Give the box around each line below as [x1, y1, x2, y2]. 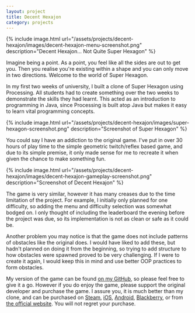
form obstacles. [6, 264, 44, 271]
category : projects [6, 19, 54, 25]
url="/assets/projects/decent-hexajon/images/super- [61, 119, 190, 126]
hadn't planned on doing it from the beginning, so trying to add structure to [6, 245, 187, 252]
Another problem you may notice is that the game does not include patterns [6, 233, 188, 240]
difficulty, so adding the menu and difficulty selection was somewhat [6, 203, 172, 210]
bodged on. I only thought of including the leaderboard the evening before [6, 209, 185, 216]
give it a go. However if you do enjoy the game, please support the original [6, 281, 186, 288]
